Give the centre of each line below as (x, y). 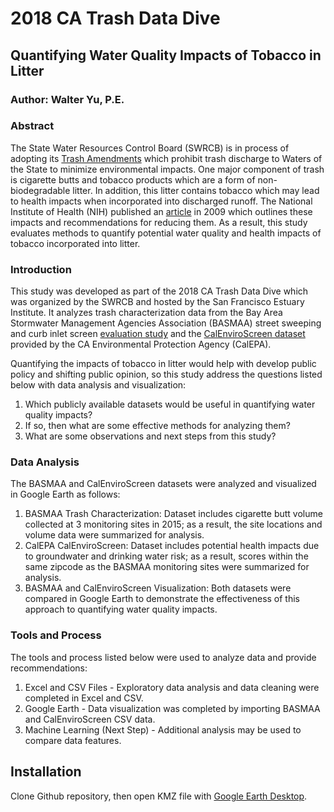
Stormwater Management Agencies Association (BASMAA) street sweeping (166, 323)
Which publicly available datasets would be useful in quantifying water (170, 404)
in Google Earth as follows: (65, 494)
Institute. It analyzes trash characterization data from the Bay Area (146, 313)
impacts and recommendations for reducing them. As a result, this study (159, 222)
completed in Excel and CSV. (84, 698)
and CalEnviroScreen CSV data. (90, 719)
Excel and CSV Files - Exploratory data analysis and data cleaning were (172, 687)
